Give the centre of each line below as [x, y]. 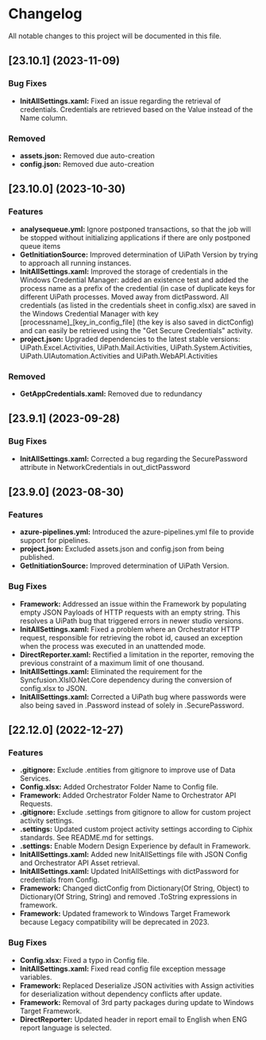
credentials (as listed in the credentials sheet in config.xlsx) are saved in [138, 305]
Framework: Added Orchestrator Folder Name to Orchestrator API [128, 795]
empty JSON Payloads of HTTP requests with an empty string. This [130, 612]
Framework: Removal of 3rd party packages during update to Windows [137, 1002]
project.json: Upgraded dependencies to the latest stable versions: [130, 339]
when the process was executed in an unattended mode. [113, 646]
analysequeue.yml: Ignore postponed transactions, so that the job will [135, 229]
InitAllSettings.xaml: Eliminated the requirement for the [111, 671]
